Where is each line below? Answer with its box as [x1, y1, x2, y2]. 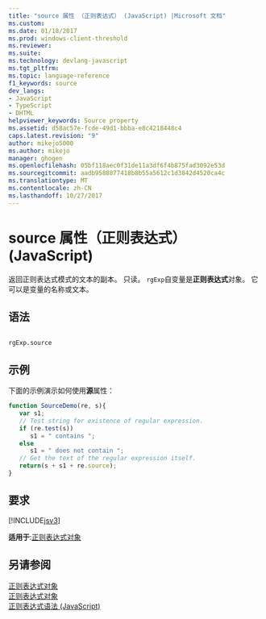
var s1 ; [19, 409, 45, 418]
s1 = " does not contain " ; [29, 447, 125, 455]
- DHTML [8, 110, 35, 118]
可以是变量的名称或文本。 [8, 284, 94, 294]
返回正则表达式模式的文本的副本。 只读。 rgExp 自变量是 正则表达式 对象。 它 [8, 274, 259, 284]
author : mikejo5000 [8, 139, 74, 147]
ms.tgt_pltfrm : [8, 64, 60, 73]
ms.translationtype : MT [8, 177, 89, 185]
